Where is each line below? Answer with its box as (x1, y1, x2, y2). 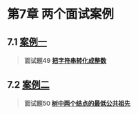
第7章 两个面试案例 (7, 6, 114, 22)
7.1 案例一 (7, 36, 47, 48)
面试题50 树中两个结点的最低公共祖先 (23, 99, 131, 108)
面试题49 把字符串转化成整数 (23, 57, 107, 65)
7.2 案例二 (7, 79, 50, 91)
